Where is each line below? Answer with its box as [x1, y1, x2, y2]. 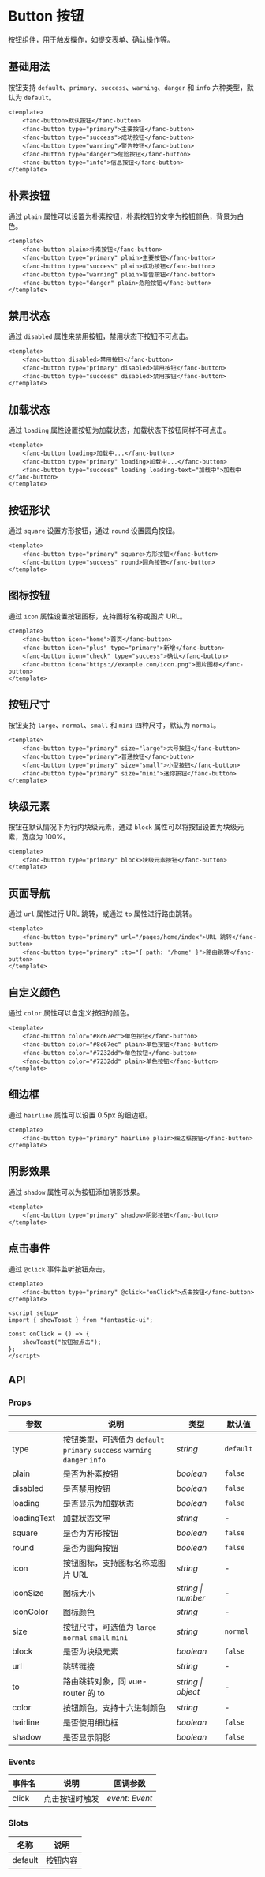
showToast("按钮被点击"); [22, 1338, 102, 1346]
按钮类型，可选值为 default [62, 1434, 165, 1445]
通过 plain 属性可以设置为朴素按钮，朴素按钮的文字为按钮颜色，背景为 [8, 211, 237, 221]
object [176, 1687, 200, 1698]
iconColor [12, 1606, 49, 1617]
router [62, 1687, 86, 1699]
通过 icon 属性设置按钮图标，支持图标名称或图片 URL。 [8, 611, 187, 621]
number [176, 1593, 206, 1604]
